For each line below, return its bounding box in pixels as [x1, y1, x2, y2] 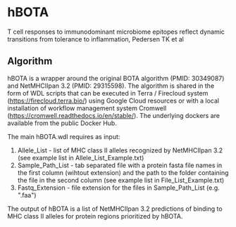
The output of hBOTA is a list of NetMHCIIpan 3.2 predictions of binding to [7, 205, 223, 213]
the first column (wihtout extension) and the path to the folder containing [17, 168, 229, 176]
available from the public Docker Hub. [7, 119, 118, 127]
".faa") [17, 190, 37, 199]
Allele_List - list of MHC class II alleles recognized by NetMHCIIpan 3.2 [17, 145, 223, 155]
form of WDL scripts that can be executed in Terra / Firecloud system [7, 89, 209, 97]
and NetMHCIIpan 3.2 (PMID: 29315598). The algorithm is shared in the [7, 82, 215, 90]
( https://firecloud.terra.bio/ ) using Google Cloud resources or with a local [7, 96, 220, 105]
